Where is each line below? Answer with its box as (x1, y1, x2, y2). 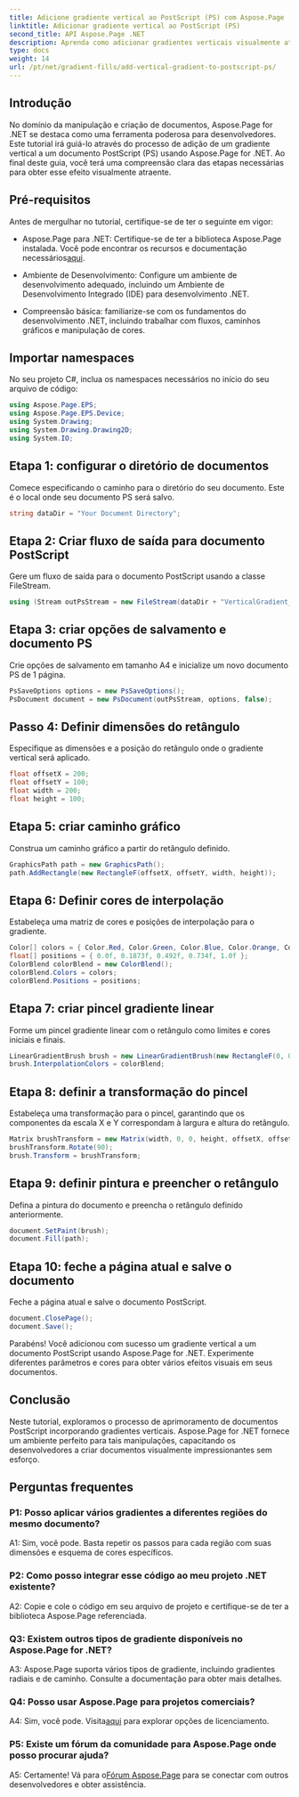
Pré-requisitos (9, 192, 92, 207)
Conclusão (9, 1393, 71, 1408)
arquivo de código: (9, 384, 78, 394)
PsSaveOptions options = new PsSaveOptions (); (9, 687, 185, 695)
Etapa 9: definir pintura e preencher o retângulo (9, 1176, 279, 1191)
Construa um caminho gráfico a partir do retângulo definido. (9, 842, 230, 853)
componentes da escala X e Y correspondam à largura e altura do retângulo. (9, 1118, 290, 1128)
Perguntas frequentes (9, 1480, 133, 1495)
